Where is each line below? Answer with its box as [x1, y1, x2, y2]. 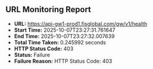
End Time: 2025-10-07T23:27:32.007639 [14, 32, 115, 40]
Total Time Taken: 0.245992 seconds [14, 39, 107, 46]
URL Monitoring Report [5, 5, 92, 15]
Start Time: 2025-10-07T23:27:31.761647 [14, 26, 115, 33]
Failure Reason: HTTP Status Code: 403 [14, 57, 112, 64]
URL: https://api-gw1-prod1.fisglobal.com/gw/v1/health [14, 20, 148, 27]
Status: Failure [14, 51, 51, 58]
